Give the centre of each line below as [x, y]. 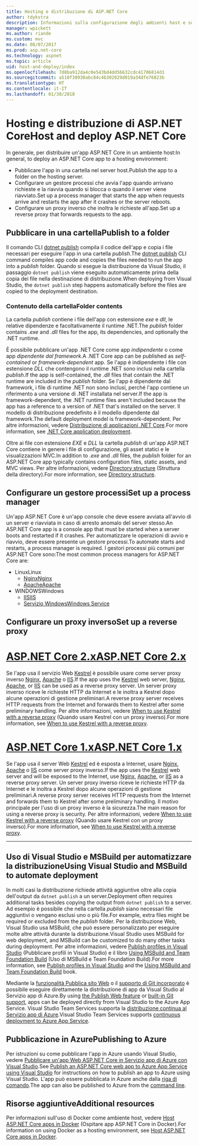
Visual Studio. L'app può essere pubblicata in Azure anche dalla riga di [92, 1079]
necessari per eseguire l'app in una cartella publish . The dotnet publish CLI [96, 253]
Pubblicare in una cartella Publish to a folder [88, 233]
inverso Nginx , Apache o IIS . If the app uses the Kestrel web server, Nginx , [96, 679]
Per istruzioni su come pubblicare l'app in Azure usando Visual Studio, [91, 1054]
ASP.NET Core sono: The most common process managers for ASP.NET [93, 554]
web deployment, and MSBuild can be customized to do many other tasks [96, 940]
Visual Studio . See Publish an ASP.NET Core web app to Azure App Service [97, 1066]
